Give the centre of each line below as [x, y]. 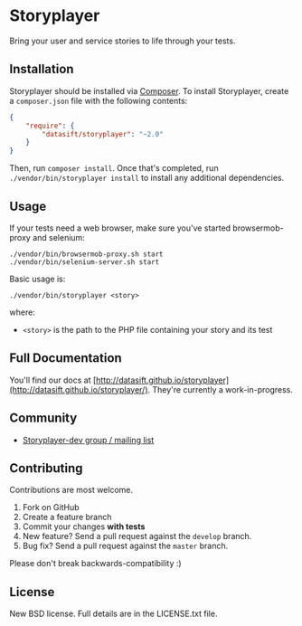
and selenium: [59, 237]
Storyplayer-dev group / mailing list [88, 440]
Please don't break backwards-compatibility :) [96, 564]
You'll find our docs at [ [53, 380]
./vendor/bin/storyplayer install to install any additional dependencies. [147, 178]
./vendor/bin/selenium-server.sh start [85, 262]
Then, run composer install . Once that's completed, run [114, 168]
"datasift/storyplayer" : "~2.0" [103, 134]
